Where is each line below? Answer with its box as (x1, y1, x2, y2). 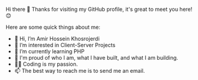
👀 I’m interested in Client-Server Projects (14, 42, 116, 48)
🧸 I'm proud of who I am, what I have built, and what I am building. (14, 54, 179, 61)
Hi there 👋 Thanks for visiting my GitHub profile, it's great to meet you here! (5, 6, 193, 13)
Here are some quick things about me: (5, 24, 101, 30)
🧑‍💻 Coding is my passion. (14, 60, 78, 67)
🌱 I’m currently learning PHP (14, 48, 85, 55)
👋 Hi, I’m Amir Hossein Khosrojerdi (14, 35, 100, 42)
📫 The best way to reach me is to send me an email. (14, 67, 145, 74)
